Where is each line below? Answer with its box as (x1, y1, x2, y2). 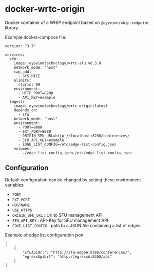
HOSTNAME (12, 203, 30, 208)
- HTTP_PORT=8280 (18, 90, 54, 96)
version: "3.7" (5, 43, 36, 48)
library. (5, 24, 19, 30)
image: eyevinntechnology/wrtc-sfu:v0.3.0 (14, 61, 101, 65)
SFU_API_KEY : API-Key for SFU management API (12, 217, 109, 223)
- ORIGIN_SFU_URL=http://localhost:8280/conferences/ (18, 133, 130, 138)
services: (5, 52, 25, 57)
